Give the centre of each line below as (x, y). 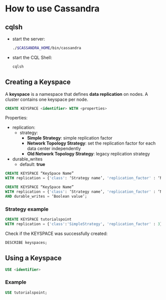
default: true (32, 164)
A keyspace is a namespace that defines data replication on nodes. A (77, 94)
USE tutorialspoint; (26, 293)
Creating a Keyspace (38, 82)
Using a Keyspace (33, 258)
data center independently (54, 149)
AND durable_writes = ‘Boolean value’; (46, 196)
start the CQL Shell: (32, 57)
